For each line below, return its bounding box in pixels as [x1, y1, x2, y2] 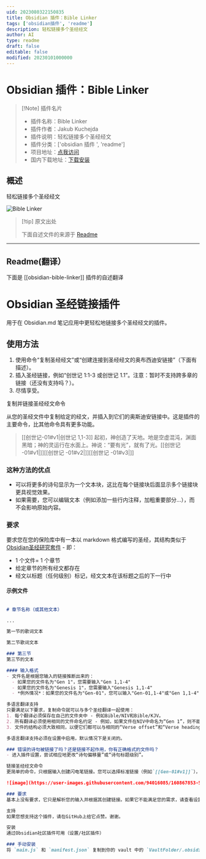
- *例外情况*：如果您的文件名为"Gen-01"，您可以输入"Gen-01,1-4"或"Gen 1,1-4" [12, 690, 199, 696]
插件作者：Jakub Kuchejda [30, 125, 99, 133]
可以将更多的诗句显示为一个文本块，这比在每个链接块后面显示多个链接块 [15, 481, 198, 488]
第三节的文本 [6, 657, 34, 663]
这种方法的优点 [6, 466, 51, 474]
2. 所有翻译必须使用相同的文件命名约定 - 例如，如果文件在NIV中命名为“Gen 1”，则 [6, 718, 192, 725]
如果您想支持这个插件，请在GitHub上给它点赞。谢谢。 [6, 814, 124, 820]
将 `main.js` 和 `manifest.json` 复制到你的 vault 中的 [6, 847, 144, 853]
